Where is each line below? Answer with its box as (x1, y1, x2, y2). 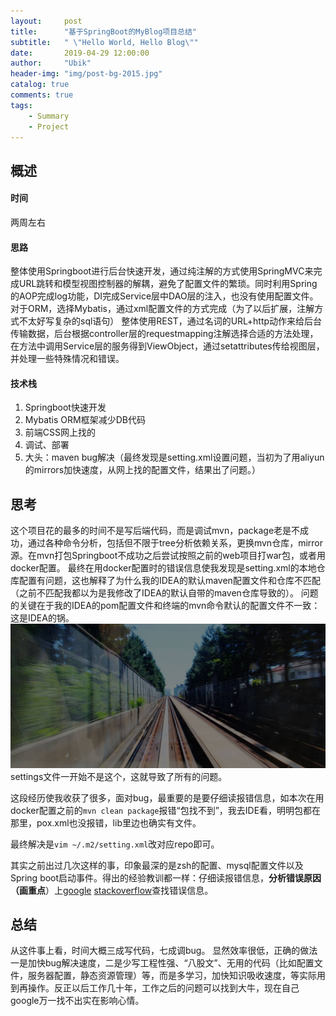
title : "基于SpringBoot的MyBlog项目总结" (10, 26, 198, 37)
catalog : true (10, 80, 70, 90)
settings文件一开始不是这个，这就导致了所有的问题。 (10, 770, 228, 782)
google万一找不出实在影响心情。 (10, 995, 145, 1007)
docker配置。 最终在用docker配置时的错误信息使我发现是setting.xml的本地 (10, 562, 317, 574)
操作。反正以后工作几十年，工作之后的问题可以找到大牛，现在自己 (27, 982, 300, 994)
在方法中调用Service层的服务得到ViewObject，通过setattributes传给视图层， (10, 340, 325, 352)
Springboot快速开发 (24, 401, 107, 414)
